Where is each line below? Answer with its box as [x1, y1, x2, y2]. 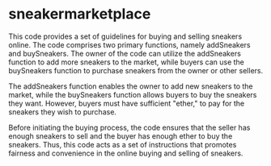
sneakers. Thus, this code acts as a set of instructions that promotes [8, 139, 237, 149]
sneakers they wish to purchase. [8, 106, 117, 117]
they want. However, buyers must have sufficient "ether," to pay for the [8, 98, 245, 108]
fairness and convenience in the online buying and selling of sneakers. [8, 148, 243, 158]
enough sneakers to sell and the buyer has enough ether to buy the [8, 131, 233, 141]
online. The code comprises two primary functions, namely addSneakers [8, 39, 251, 49]
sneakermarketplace [8, 5, 151, 23]
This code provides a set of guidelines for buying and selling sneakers [8, 31, 243, 41]
